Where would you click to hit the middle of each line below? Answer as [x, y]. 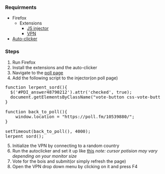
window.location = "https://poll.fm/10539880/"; [75, 116]
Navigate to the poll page [38, 73]
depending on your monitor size [44, 156]
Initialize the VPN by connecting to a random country [66, 146]
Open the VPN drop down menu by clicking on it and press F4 [75, 166]
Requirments [21, 7]
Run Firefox [24, 62]
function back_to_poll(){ [36, 112]
